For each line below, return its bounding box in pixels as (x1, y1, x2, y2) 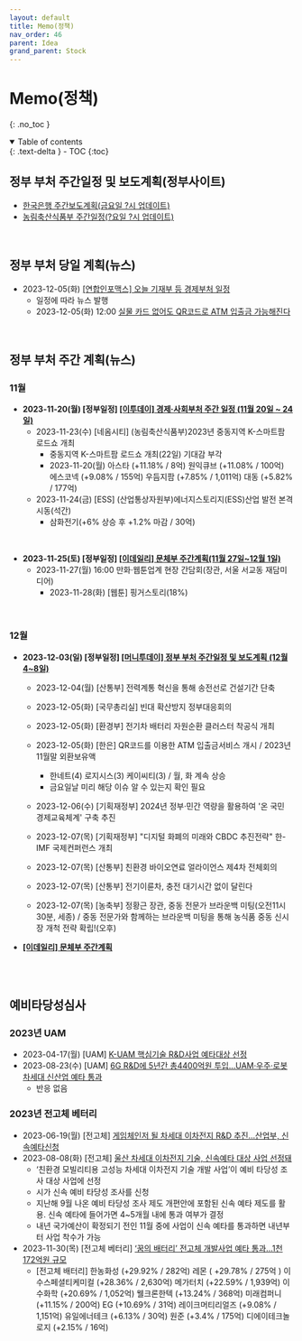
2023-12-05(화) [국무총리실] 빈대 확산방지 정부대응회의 (35, 701, 233, 712)
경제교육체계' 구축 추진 (35, 811, 116, 822)
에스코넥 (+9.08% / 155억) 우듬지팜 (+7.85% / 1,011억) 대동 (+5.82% (49, 471, 293, 483)
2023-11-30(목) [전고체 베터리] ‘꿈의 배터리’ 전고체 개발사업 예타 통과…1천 (22, 1243, 283, 1253)
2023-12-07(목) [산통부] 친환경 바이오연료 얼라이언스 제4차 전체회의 (35, 861, 278, 872)
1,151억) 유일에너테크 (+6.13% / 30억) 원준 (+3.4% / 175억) (35, 1310, 245, 1321)
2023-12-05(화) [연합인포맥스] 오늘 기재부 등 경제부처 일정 (22, 283, 231, 294)
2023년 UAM (9, 1026, 67, 1039)
